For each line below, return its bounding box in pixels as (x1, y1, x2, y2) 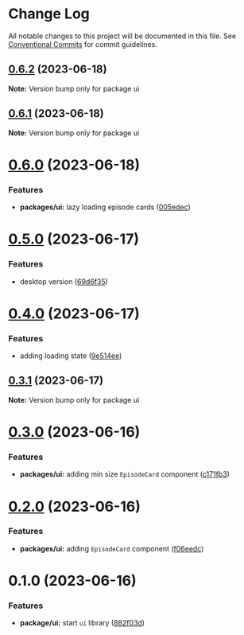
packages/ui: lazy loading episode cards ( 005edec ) (19, 202, 191, 212)
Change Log (8, 5, 90, 23)
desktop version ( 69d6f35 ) (19, 276, 109, 286)
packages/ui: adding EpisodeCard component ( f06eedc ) (19, 543, 204, 553)
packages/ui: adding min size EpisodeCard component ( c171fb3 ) (19, 469, 230, 479)
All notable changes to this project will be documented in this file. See (8, 31, 237, 41)
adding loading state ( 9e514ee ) (19, 351, 122, 360)
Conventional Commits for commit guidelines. (8, 39, 157, 49)
